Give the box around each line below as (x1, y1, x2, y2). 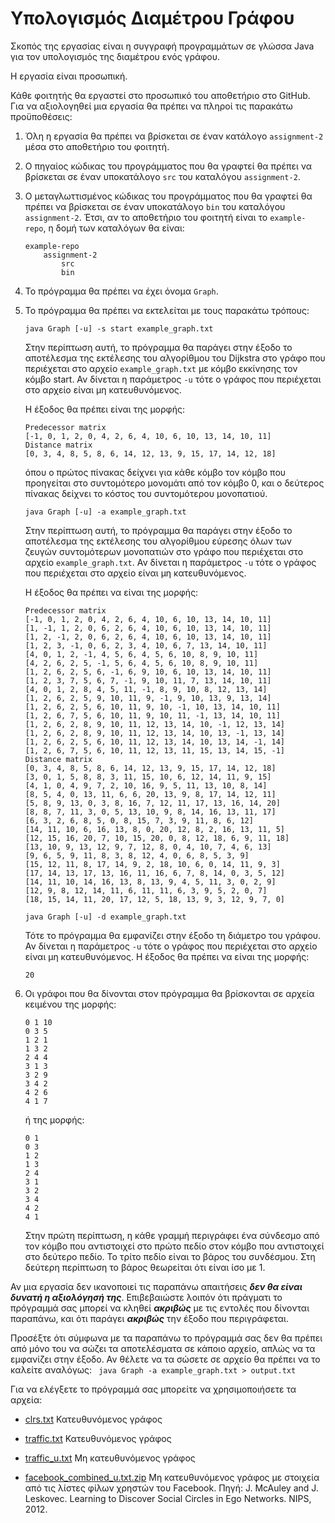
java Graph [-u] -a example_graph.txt (24, 507, 187, 517)
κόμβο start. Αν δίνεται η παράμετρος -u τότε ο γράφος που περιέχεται (24, 373, 322, 385)
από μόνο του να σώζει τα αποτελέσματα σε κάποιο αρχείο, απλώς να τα (10, 1342, 316, 1354)
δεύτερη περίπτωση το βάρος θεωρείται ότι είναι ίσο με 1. (24, 1261, 266, 1273)
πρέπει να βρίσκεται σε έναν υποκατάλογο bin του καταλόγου (24, 200, 286, 212)
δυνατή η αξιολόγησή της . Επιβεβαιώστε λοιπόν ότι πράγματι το (10, 1291, 283, 1303)
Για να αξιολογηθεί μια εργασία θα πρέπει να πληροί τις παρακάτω (10, 100, 293, 112)
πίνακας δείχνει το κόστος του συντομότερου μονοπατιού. (24, 487, 268, 499)
